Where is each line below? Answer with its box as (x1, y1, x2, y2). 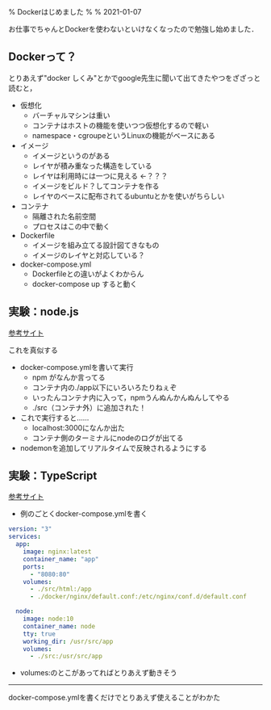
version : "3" (8, 525, 52, 533)
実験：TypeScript (8, 469, 98, 483)
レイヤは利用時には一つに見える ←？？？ (31, 170, 169, 180)
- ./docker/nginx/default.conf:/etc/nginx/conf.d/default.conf (29, 593, 248, 601)
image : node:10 (23, 615, 74, 624)
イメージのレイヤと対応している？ (31, 250, 145, 260)
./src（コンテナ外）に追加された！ (31, 402, 147, 412)
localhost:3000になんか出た (31, 422, 125, 432)
